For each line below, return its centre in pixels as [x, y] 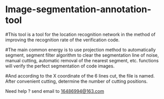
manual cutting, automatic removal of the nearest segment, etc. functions [82, 60]
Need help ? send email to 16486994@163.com [55, 91]
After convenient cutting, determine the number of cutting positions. [77, 81]
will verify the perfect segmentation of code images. [60, 66]
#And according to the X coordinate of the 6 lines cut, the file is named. [80, 76]
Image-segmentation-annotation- [78, 9]
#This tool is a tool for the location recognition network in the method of [80, 34]
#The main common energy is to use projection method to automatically [80, 49]
